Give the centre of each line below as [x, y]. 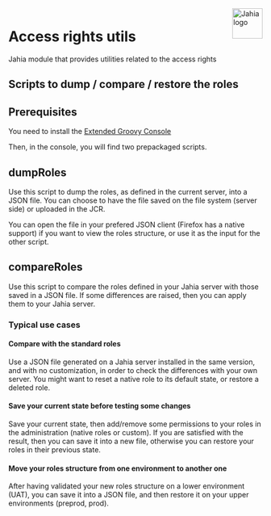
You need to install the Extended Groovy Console [90, 132]
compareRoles [46, 267]
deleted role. [29, 388]
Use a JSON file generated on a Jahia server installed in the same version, [132, 362]
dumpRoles [38, 172]
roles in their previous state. [54, 450]
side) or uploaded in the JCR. [57, 208]
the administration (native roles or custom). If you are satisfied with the [126, 433]
